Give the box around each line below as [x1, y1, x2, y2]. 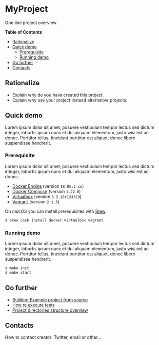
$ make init [5, 266, 29, 271]
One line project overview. [5, 20, 58, 25]
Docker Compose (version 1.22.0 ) [12, 188, 81, 194]
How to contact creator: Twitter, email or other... [5, 334, 101, 340]
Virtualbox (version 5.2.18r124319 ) [12, 194, 82, 199]
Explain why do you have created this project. [12, 92, 104, 98]
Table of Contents [5, 29, 42, 35]
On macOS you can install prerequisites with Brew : [5, 208, 107, 214]
